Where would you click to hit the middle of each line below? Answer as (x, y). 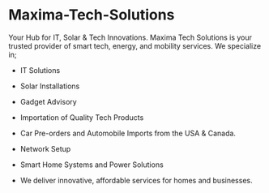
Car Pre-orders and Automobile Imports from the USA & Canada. (128, 133)
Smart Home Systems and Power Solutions (92, 165)
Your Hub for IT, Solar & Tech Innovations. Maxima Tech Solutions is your (130, 37)
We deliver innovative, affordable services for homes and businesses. (136, 180)
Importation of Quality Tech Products (82, 117)
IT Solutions (40, 70)
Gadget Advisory (48, 101)
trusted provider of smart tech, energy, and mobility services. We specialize (135, 45)
